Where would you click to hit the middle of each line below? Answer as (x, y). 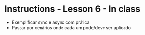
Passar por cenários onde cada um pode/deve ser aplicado (71, 27)
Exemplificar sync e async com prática (51, 22)
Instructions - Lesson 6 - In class (72, 9)
